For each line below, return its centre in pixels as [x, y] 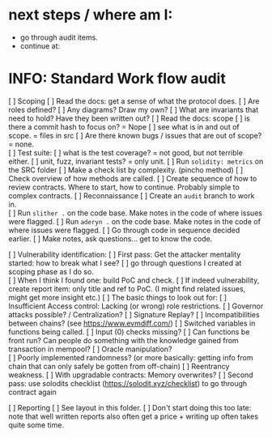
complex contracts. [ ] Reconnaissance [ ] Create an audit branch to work [132, 195]
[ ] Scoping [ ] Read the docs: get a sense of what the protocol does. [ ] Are [134, 101]
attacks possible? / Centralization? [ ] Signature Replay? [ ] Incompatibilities [134, 314]
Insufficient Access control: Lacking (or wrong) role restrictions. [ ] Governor [136, 306]
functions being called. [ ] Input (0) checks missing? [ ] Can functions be [129, 332]
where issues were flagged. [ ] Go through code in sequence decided [124, 230]
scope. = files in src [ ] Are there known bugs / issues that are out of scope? [135, 135]
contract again [32, 392]
